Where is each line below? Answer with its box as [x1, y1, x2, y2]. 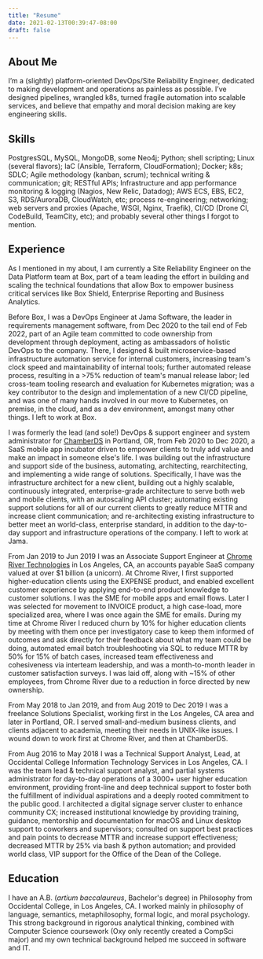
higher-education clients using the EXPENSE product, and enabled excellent [8, 576, 254, 586]
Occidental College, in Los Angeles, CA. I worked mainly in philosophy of [8, 901, 243, 910]
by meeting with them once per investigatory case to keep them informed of [8, 626, 254, 636]
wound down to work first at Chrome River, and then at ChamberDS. [8, 733, 228, 743]
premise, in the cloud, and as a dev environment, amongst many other [8, 404, 235, 413]
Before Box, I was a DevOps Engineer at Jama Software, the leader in [8, 312, 232, 322]
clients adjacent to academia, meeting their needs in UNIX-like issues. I [8, 725, 238, 735]
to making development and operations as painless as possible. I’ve [8, 84, 227, 94]
